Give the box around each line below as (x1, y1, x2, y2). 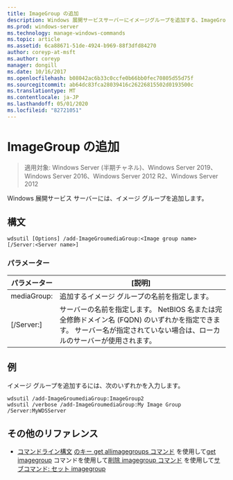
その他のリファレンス (7, 428, 98, 439)
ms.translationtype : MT (7, 87, 76, 94)
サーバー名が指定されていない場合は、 (74, 325, 200, 335)
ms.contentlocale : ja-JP (7, 94, 79, 101)
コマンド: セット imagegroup (23, 465, 106, 473)
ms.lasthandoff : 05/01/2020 (7, 101, 89, 108)
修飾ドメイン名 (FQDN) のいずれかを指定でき (66, 315, 214, 325)
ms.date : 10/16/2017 (7, 68, 67, 75)
